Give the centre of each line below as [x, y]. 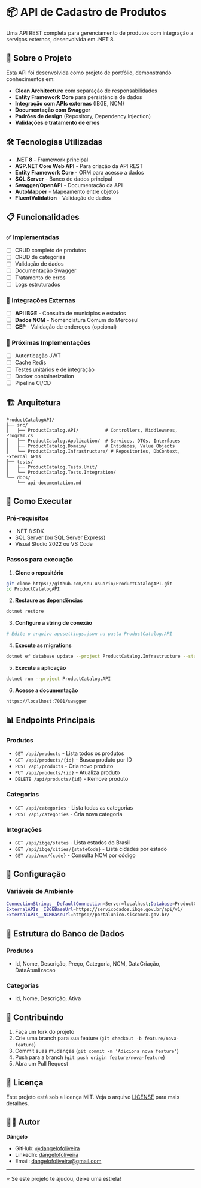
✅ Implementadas [33, 237]
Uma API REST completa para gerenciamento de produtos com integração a [100, 33]
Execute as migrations [43, 645]
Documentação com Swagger [53, 110]
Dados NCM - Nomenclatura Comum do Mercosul [77, 320]
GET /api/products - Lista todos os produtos [69, 753]
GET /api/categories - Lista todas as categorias [74, 807]
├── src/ [17, 425]
